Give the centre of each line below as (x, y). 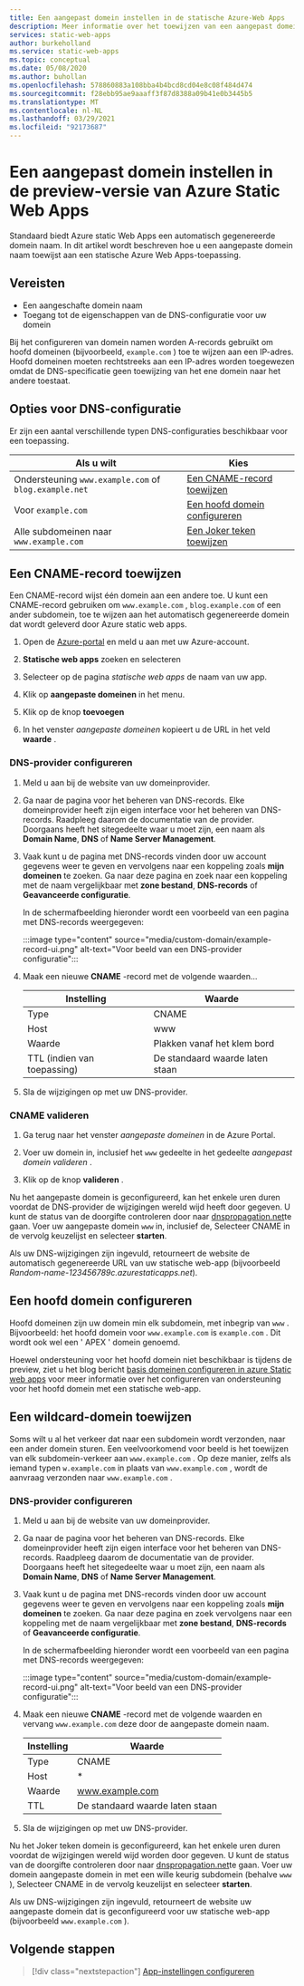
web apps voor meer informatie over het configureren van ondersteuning (146, 1379)
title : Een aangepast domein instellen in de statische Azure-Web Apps (147, 18)
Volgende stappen (62, 1949)
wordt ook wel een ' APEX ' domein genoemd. (95, 1342)
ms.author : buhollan (48, 77)
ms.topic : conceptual (50, 60)
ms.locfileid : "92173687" (58, 128)
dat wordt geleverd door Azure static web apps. (98, 624)
